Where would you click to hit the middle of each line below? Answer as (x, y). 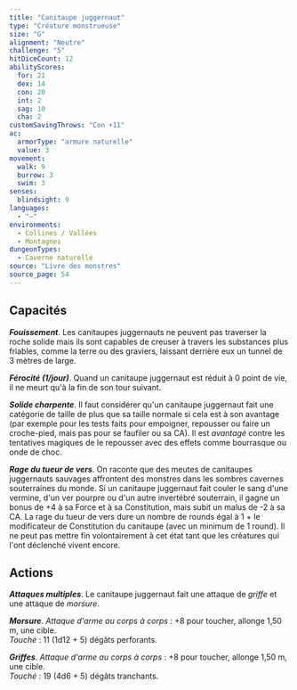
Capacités (38, 311)
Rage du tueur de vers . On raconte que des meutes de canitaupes (131, 469)
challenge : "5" (37, 51)
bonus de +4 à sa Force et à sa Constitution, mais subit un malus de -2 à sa (148, 507)
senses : (24, 192)
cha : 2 (29, 117)
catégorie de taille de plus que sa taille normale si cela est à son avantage (144, 414)
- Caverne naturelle (55, 258)
